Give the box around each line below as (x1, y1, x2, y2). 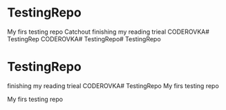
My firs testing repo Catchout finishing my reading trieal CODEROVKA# (7, 27, 209, 36)
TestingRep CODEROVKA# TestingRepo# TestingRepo (7, 34, 161, 43)
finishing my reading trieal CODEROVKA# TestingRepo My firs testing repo (7, 81, 219, 90)
